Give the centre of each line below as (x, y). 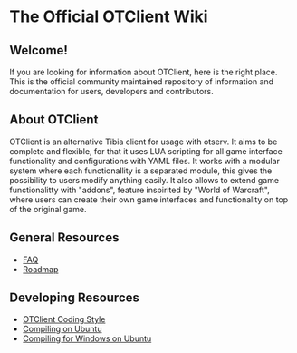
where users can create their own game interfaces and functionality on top (149, 199)
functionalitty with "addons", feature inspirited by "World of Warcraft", (139, 190)
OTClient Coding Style (64, 319)
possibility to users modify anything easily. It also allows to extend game (144, 180)
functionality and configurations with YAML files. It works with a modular (145, 161)
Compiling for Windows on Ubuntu (87, 338)
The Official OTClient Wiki (109, 17)
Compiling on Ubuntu (62, 329)
